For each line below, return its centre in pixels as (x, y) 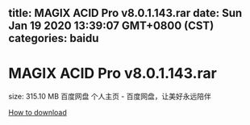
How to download (37, 113)
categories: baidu (54, 38)
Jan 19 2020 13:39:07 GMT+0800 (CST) (111, 26)
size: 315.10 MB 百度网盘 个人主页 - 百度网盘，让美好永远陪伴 (110, 97)
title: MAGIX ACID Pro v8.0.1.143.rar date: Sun (125, 13)
